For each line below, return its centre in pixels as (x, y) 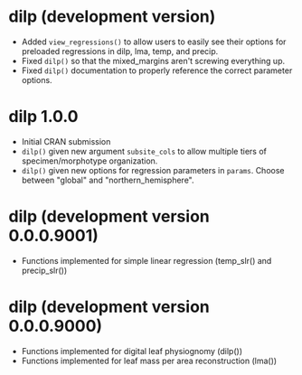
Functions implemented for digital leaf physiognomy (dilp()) (132, 351)
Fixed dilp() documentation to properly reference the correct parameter (157, 70)
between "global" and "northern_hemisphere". (108, 180)
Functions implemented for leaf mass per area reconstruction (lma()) (149, 361)
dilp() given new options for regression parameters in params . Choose (153, 170)
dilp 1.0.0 (43, 117)
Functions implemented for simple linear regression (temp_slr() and (146, 260)
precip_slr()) (44, 270)
